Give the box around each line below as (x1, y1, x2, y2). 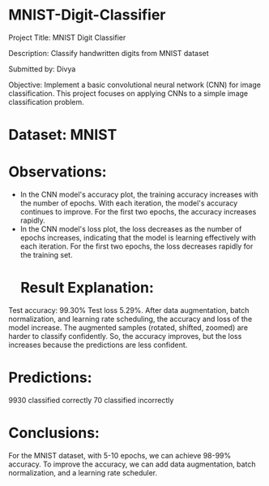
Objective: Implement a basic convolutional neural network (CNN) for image (8, 80, 262, 89)
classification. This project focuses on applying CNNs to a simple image (8, 88, 249, 98)
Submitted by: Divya (8, 63, 76, 74)
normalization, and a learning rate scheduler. (8, 467, 158, 477)
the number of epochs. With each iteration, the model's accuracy (19, 198, 238, 208)
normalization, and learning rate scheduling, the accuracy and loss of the (8, 315, 253, 323)
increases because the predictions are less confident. (8, 340, 188, 349)
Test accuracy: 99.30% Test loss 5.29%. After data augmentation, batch (8, 306, 250, 315)
